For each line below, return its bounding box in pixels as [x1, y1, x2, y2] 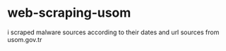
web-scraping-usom [7, 5, 131, 21]
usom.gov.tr [7, 35, 42, 43]
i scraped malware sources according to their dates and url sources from [7, 28, 220, 36]
